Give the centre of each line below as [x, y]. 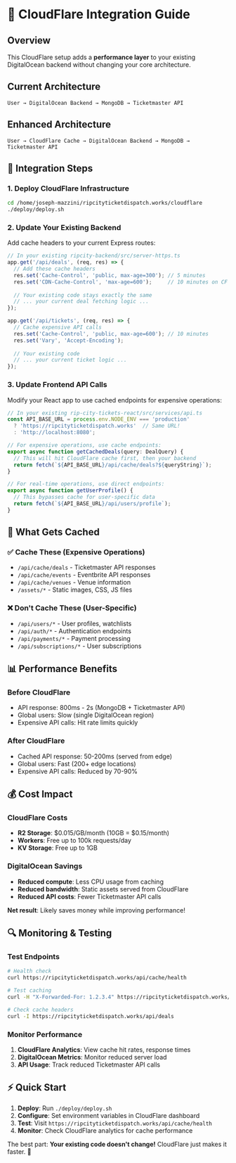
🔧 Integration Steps [50, 169]
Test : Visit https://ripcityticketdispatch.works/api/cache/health [114, 1123]
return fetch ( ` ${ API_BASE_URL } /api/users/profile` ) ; [92, 504]
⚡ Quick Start [37, 1087]
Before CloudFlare [39, 692]
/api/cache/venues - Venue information [74, 583]
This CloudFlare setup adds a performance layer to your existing [101, 57]
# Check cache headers [40, 1010]
